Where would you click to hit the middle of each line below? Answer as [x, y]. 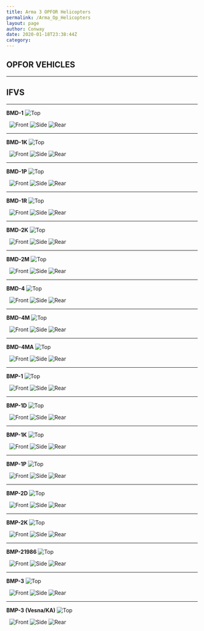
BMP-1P [16, 464]
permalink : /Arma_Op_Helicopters [49, 18]
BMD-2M [18, 259]
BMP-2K [17, 522]
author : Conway [25, 29]
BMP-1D [17, 405]
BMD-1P [17, 171]
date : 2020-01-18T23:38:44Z [42, 35]
